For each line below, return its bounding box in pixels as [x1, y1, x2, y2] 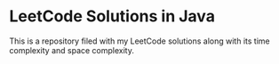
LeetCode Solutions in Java [9, 6, 216, 27]
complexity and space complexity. [9, 44, 135, 55]
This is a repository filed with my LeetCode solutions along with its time [9, 36, 270, 46]
